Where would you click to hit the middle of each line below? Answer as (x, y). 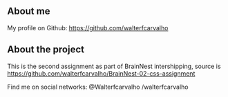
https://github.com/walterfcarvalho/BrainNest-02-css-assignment (101, 73)
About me (29, 11)
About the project (46, 50)
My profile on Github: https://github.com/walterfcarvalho (88, 28)
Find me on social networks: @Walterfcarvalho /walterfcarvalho (98, 87)
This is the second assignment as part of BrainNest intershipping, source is (114, 66)
